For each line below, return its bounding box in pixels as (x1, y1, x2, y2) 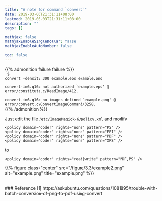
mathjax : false (5, 35, 37, 40)
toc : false (5, 52, 28, 57)
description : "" (5, 21, 39, 26)
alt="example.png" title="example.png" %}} (5, 170, 95, 176)
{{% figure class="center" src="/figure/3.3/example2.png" (5, 165, 124, 171)
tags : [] (5, 26, 23, 31)
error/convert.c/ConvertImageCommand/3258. (5, 102, 96, 107)
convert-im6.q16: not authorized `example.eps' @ (5, 84, 110, 89)
